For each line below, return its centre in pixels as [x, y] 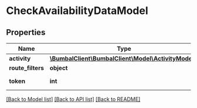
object [59, 68]
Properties [26, 32]
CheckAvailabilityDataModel [77, 11]
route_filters [26, 68]
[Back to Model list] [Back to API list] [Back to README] [73, 99]
